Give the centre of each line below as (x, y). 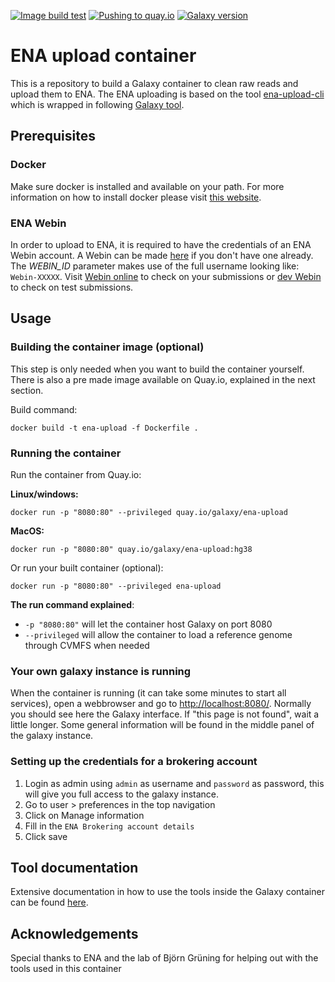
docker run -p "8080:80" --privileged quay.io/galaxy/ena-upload (149, 512)
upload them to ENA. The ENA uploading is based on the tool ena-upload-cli (167, 94)
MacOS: (27, 531)
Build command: (44, 409)
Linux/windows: (44, 494)
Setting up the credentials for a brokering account (134, 762)
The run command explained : (72, 604)
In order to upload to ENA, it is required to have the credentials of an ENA (161, 244)
